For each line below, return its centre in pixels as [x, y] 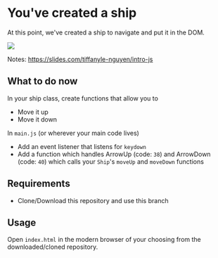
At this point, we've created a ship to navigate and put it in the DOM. [106, 32]
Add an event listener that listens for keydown [82, 146]
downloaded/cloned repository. [53, 247]
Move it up [33, 112]
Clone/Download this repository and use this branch [93, 200]
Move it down [37, 119]
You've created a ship [72, 13]
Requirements [39, 184]
